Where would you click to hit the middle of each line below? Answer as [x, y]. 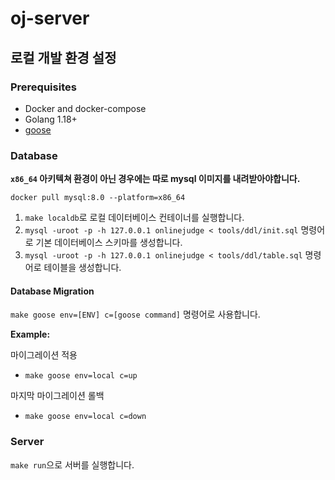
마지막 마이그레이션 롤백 [57, 396]
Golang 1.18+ [51, 119]
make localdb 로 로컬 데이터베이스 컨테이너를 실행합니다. [134, 218]
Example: [30, 334]
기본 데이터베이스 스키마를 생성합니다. [109, 243]
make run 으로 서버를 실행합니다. [72, 464]
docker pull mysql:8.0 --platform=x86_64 [98, 198]
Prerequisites [43, 87]
